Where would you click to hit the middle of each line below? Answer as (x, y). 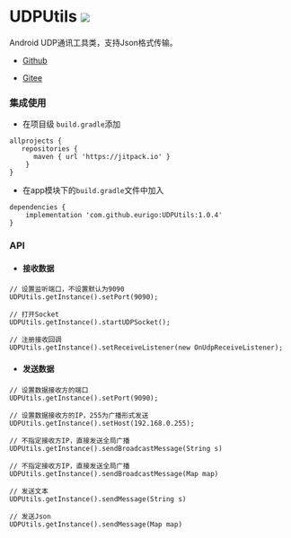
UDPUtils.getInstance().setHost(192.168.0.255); (102, 423)
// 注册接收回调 (35, 340)
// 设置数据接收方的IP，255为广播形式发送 (79, 415)
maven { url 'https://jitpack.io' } (101, 157)
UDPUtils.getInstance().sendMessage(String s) (98, 499)
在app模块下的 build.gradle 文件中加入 (93, 190)
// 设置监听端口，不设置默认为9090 (67, 289)
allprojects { (36, 141)
